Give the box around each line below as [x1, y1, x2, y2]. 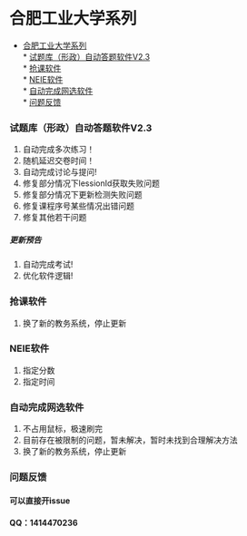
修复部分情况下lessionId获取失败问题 [22, 178, 161, 189]
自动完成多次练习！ [22, 144, 95, 155]
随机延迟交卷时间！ [22, 155, 95, 166]
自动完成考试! [22, 259, 74, 270]
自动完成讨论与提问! [22, 167, 97, 178]
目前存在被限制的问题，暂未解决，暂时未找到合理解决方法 [22, 434, 238, 445]
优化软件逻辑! [22, 270, 74, 281]
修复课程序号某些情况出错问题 [22, 200, 134, 211]
